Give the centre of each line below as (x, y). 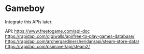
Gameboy (25, 8)
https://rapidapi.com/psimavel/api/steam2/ (48, 46)
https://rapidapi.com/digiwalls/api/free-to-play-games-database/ (70, 36)
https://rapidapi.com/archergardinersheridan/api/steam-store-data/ (72, 41)
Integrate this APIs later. (29, 22)
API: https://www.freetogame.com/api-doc (48, 31)
